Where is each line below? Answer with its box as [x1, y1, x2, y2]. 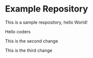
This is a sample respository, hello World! [5, 19, 88, 25]
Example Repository [5, 3, 89, 14]
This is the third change [5, 47, 53, 53]
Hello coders [5, 29, 31, 34]
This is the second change [5, 38, 58, 44]
